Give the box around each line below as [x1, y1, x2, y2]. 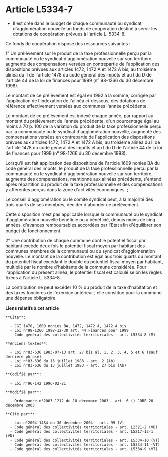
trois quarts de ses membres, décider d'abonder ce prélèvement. [5, 201, 140, 207]
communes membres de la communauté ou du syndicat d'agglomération [5, 248, 155, 254]
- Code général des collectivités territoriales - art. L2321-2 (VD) [10, 424, 158, 430]
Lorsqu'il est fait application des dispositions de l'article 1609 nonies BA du [5, 160, 160, 166]
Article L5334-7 [5, 4, 73, 15]
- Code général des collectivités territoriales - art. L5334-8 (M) [10, 332, 156, 337]
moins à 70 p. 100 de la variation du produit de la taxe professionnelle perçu [5, 123, 162, 129]
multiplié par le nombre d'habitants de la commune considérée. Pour [5, 264, 147, 270]
